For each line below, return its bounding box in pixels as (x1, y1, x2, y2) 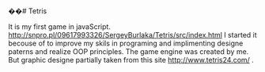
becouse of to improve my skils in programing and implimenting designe (8, 38, 244, 48)
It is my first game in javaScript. (8, 22, 111, 31)
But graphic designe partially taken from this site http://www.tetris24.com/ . (8, 56, 255, 64)
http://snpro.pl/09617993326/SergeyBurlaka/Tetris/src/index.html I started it (8, 31, 257, 39)
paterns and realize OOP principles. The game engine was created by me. (8, 47, 249, 56)
